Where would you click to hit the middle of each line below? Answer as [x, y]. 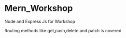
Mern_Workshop [39, 8]
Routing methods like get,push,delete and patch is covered [63, 30]
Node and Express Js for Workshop [40, 21]
